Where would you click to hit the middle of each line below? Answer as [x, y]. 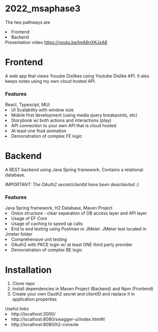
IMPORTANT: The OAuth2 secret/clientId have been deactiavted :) [72, 184]
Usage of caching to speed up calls [47, 224]
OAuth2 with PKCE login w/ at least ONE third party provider [72, 245]
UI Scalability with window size [43, 110]
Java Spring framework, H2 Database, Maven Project [59, 208]
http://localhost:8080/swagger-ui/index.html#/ [58, 319]
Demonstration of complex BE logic [47, 250]
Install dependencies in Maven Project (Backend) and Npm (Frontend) [83, 289]
